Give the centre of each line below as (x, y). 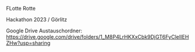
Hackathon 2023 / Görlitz (37, 19)
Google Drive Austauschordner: (44, 31)
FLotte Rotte (21, 8)
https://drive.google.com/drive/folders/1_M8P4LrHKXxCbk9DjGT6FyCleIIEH (97, 37)
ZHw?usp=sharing (28, 43)
